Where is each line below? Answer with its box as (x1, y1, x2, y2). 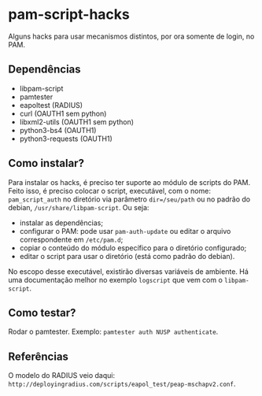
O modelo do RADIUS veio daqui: (8, 371, 116, 380)
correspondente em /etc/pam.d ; (19, 235, 124, 244)
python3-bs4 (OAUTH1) (19, 125, 97, 135)
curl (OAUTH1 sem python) (19, 109, 107, 118)
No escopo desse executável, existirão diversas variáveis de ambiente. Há (8, 266, 249, 276)
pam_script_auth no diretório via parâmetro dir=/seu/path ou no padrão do (8, 194, 251, 204)
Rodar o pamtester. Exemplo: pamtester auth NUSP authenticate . (8, 327, 219, 336)
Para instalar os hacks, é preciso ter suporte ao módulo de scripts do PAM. (8, 177, 251, 187)
